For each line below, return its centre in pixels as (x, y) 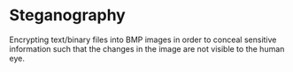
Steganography (67, 15)
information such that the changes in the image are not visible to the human (147, 48)
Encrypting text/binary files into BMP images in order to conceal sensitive (143, 40)
